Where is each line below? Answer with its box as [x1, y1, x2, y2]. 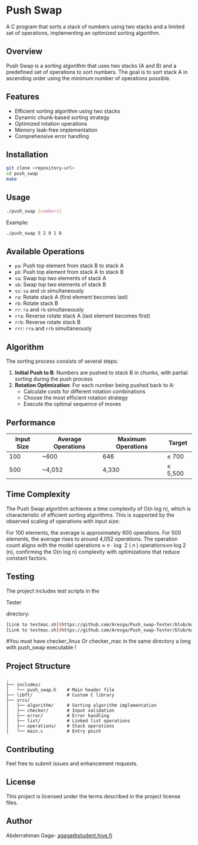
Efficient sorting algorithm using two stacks [14, 107, 121, 114]
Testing [6, 572, 35, 582]
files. [6, 799, 18, 806]
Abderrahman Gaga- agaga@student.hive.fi [6, 831, 113, 839]
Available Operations [6, 246, 85, 257]
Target [169, 439, 187, 447]
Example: [6, 219, 29, 226]
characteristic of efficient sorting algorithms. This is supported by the [6, 511, 175, 518]
